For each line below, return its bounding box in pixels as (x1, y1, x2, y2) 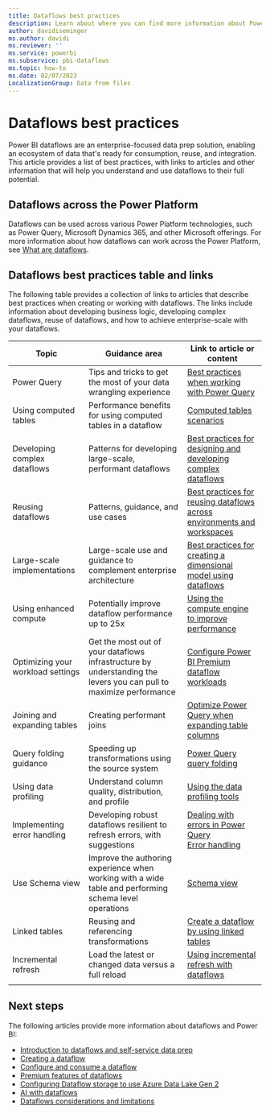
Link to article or (190, 343, 255, 354)
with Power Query (187, 387, 256, 398)
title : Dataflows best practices (8, 11, 121, 20)
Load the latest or (88, 949, 155, 960)
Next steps (8, 1000, 64, 1013)
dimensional (187, 560, 233, 571)
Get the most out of (88, 637, 162, 648)
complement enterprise (88, 565, 177, 576)
